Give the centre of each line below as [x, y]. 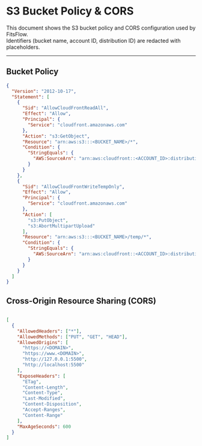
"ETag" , [32, 381]
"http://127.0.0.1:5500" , [54, 359]
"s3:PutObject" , [48, 220]
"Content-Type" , [42, 393]
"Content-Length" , [45, 387]
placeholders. [23, 47]
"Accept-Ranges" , [44, 410]
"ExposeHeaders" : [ [41, 376]
